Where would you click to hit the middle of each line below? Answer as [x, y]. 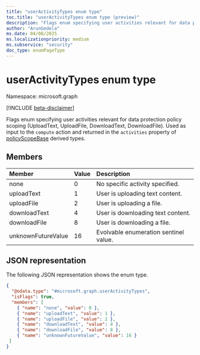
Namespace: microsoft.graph [42, 96]
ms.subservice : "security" [40, 45]
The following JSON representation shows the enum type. [77, 275]
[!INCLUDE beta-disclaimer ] [40, 108]
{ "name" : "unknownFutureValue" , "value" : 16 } [77, 336]
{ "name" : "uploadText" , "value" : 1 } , [66, 313]
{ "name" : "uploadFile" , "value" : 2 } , [66, 319]
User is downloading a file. [133, 222]
